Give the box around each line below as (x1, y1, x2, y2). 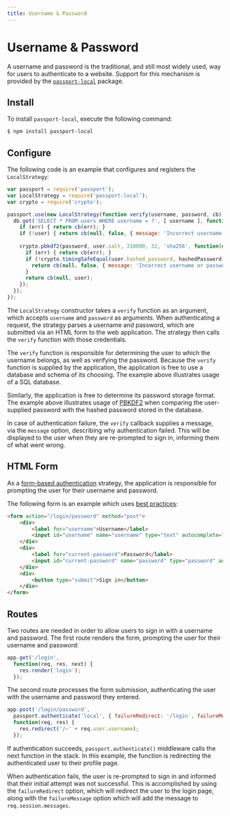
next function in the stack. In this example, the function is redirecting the (7, 752, 212, 760)
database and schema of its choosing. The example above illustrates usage (7, 370, 220, 379)
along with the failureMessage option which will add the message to (7, 793, 199, 802)
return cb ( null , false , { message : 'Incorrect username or (31, 262, 204, 269)
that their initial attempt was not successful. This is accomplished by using (7, 779, 217, 787)
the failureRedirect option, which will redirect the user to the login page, (7, 787, 214, 795)
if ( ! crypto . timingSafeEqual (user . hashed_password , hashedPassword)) (25, 255, 228, 263)
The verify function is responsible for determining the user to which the (7, 348, 211, 357)
